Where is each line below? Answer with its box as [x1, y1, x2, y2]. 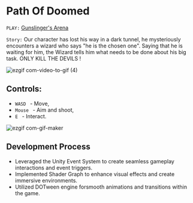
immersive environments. [14, 177, 78, 184]
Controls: [6, 84, 42, 94]
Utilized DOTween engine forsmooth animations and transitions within [14, 183, 188, 190]
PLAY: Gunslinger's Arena [6, 24, 69, 31]
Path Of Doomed [6, 4, 90, 18]
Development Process [6, 142, 91, 152]
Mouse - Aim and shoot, [14, 106, 74, 114]
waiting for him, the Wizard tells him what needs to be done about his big [6, 48, 187, 55]
